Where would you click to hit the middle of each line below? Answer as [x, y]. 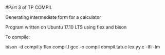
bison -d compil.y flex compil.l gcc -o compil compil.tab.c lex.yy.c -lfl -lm [83, 47]
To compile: [18, 37]
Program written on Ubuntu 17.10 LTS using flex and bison [66, 27]
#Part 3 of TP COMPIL [29, 7]
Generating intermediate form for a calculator [53, 17]
